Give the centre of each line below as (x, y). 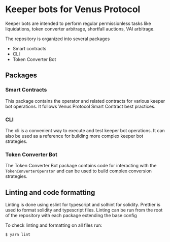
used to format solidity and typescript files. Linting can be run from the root (84, 210)
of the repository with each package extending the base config (71, 216)
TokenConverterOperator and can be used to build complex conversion (79, 171)
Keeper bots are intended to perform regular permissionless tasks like (78, 23)
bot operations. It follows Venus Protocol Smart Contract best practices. (80, 106)
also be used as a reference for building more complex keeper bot (74, 136)
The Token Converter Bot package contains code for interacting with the (81, 166)
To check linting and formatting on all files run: (54, 225)
